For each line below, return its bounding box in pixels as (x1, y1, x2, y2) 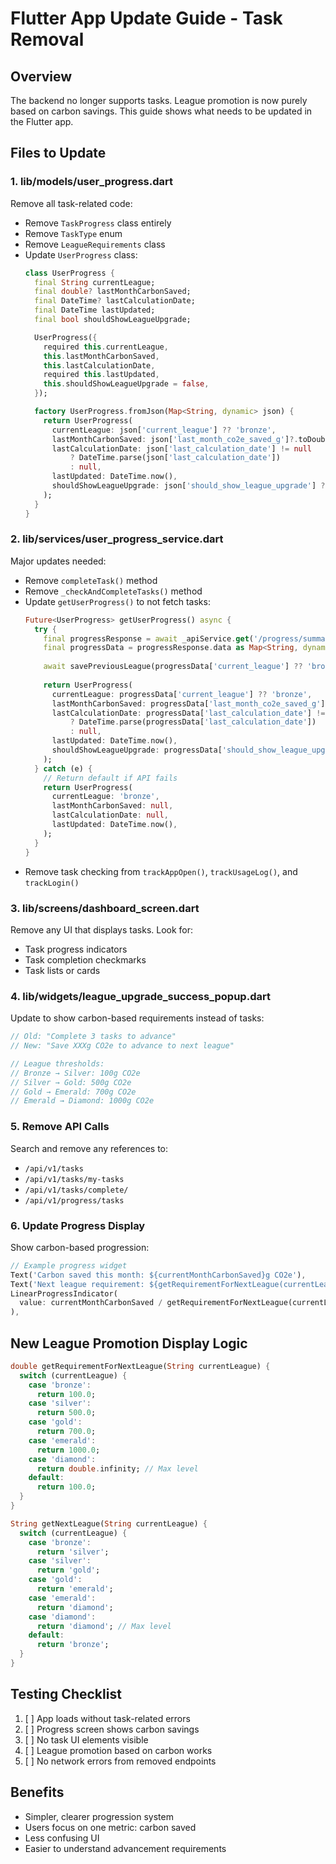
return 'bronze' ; (36, 1640, 110, 1650)
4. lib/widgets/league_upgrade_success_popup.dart (10, 989, 271, 1003)
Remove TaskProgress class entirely (24, 217, 172, 229)
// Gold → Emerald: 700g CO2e (10, 1087, 137, 1097)
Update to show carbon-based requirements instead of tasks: (10, 1012, 265, 1024)
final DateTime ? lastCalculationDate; (34, 296, 196, 306)
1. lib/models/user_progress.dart (10, 175, 174, 189)
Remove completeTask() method (24, 574, 158, 586)
